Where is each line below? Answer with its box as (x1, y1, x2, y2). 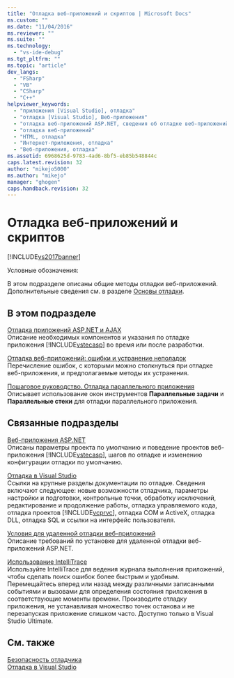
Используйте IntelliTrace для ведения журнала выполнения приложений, (7, 565, 225, 573)
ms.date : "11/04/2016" (7, 23, 73, 30)
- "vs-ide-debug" (13, 49, 64, 56)
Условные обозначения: (7, 266, 79, 275)
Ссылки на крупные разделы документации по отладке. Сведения (7, 478, 205, 487)
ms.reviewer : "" (7, 29, 54, 37)
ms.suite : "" (7, 36, 45, 43)
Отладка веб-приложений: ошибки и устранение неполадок (7, 354, 187, 362)
